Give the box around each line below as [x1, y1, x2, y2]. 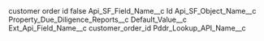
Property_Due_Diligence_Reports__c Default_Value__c [8, 14, 187, 24]
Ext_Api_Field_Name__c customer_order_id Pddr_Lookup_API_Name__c [8, 23, 246, 33]
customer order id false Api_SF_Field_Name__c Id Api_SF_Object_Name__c [8, 6, 257, 15]
